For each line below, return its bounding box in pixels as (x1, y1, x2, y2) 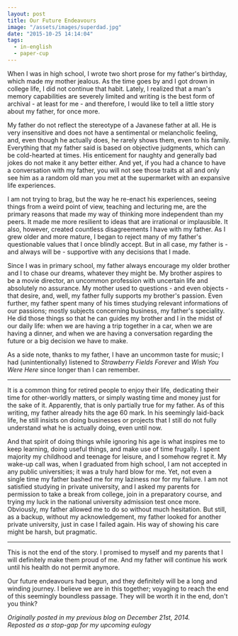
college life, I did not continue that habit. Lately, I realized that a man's (7, 84, 212, 93)
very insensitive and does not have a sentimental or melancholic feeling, (7, 128, 218, 137)
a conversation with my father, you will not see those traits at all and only (7, 166, 220, 174)
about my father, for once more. (7, 107, 101, 116)
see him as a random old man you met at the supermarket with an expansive (7, 173, 230, 182)
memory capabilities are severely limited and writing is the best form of (7, 91, 215, 100)
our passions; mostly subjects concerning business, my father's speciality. (7, 306, 225, 315)
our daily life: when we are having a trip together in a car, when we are (7, 321, 212, 330)
